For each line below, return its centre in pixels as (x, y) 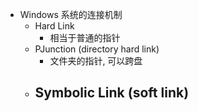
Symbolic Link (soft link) (112, 93)
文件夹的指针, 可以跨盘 (96, 61)
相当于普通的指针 (85, 37)
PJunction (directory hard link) (97, 49)
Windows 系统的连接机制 (71, 14)
